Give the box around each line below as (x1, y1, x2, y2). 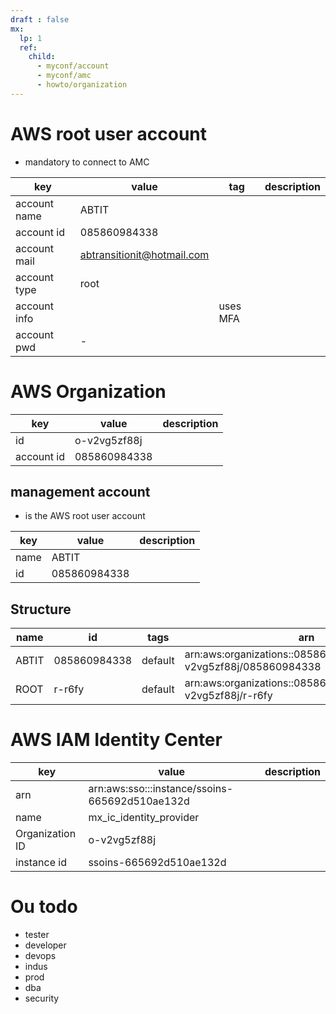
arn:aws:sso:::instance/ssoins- (88, 782, 234, 796)
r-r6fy (53, 682, 85, 696)
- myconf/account (36, 61, 110, 71)
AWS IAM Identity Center (10, 729, 223, 751)
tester (24, 929, 50, 941)
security (24, 992, 60, 1005)
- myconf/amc (36, 71, 92, 81)
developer (24, 939, 67, 951)
